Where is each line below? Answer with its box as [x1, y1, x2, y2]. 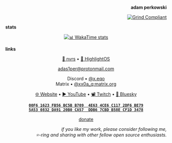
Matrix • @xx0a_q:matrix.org [55, 81, 117, 87]
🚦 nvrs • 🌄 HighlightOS [62, 56, 110, 62]
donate [78, 117, 94, 122]
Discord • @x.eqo [67, 76, 105, 81]
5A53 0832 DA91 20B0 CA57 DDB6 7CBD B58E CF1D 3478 [29, 107, 143, 112]
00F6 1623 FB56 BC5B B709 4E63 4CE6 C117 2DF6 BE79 [29, 103, 143, 108]
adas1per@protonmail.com [58, 66, 114, 72]
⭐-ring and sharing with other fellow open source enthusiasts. [35, 132, 167, 138]
